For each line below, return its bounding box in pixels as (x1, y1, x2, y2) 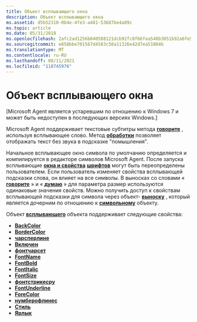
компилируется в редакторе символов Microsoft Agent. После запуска (6, 156, 184, 163)
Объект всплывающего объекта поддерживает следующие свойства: (6, 211, 183, 218)
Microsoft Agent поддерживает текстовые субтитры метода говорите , (6, 126, 184, 133)
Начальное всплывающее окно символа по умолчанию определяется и (6, 149, 187, 156)
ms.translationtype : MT (6, 47, 64, 53)
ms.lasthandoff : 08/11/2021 (6, 58, 75, 63)
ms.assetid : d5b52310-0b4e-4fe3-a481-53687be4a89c (6, 19, 133, 25)
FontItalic (14, 266, 39, 273)
